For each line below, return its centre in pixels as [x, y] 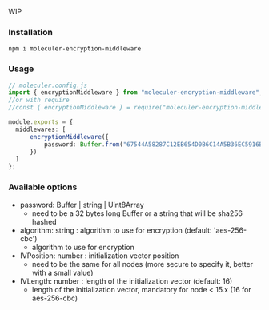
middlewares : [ [41, 129]
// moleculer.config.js [48, 85]
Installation [31, 32]
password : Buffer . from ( [84, 144]
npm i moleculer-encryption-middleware [75, 49]
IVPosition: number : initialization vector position [99, 256]
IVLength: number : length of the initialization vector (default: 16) [126, 281]
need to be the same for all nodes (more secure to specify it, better [143, 264]
